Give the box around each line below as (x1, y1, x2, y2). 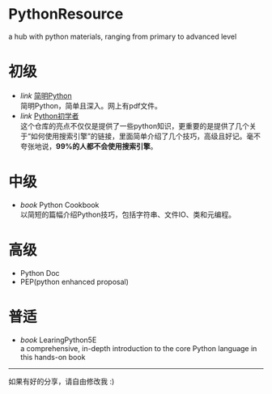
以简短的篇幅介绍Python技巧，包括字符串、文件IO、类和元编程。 (19, 210, 236, 219)
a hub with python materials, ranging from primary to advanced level (8, 32, 237, 41)
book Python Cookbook (19, 200, 100, 210)
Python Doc (19, 268, 60, 277)
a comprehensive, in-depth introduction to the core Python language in (19, 343, 257, 353)
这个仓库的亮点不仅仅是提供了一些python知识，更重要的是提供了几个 (19, 121, 249, 130)
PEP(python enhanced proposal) (19, 277, 130, 286)
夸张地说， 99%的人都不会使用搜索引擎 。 (19, 141, 158, 150)
